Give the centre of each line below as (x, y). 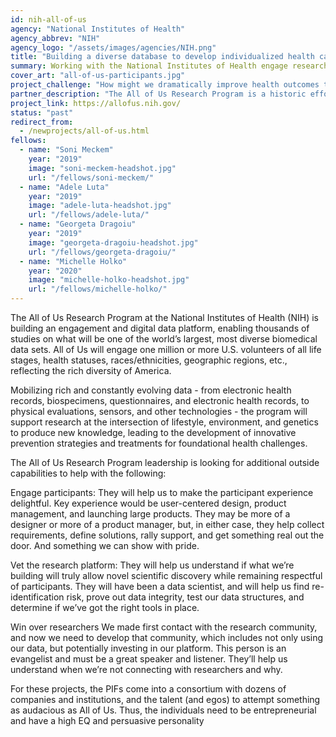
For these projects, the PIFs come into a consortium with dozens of (148, 689)
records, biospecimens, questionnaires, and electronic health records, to (160, 400)
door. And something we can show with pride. (105, 545)
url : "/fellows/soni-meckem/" (91, 177)
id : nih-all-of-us (48, 19)
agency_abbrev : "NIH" (55, 38)
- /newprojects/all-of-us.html (84, 131)
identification (37, 597)
